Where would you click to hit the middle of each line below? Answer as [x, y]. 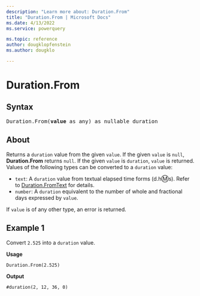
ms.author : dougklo [31, 51]
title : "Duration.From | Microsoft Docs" [59, 17]
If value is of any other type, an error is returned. [66, 209]
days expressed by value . [46, 197]
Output [15, 276]
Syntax [20, 107]
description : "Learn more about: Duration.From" [68, 12]
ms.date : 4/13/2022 [31, 23]
